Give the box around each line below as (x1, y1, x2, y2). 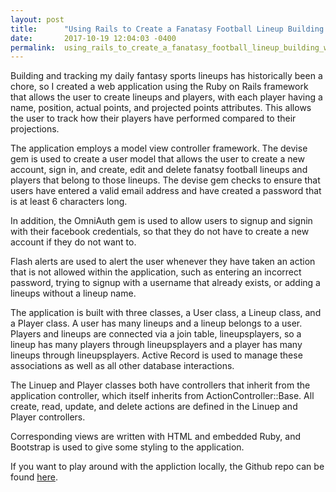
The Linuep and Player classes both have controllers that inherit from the (10, 379, 311, 391)
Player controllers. (10, 411, 86, 423)
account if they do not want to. (10, 236, 137, 248)
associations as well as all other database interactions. (10, 360, 235, 372)
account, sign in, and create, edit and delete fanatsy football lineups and (10, 164, 308, 176)
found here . (10, 471, 58, 483)
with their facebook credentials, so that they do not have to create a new (10, 226, 310, 238)
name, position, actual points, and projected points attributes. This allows (10, 102, 312, 114)
